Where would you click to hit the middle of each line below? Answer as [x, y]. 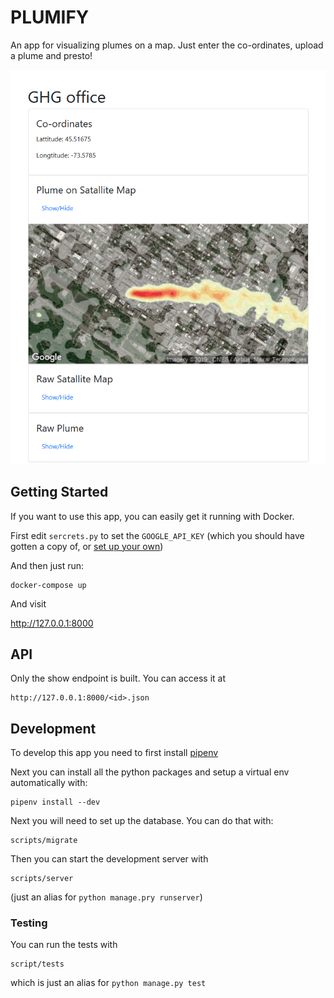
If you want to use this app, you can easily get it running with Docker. [152, 516]
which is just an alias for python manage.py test [108, 983]
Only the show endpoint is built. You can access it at [118, 678]
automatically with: [49, 783]
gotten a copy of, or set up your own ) [87, 546]
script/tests [37, 964]
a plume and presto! [51, 55]
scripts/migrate [44, 841]
